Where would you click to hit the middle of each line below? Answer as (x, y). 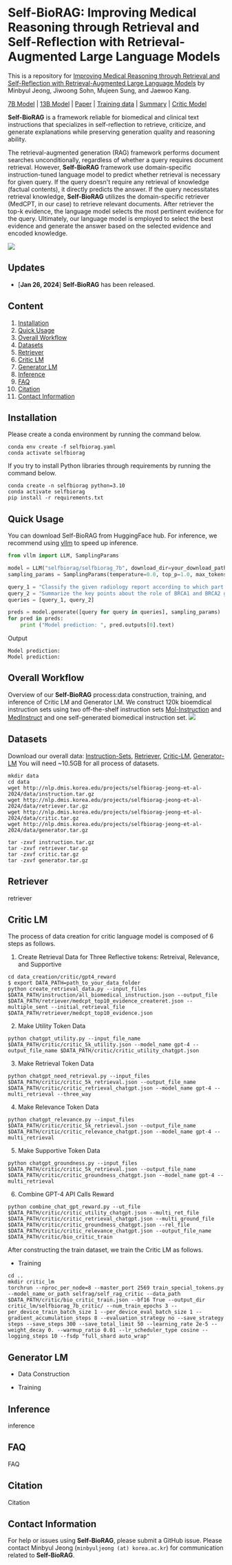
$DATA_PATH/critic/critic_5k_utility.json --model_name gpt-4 (99, 1045)
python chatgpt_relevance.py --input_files (71, 1120)
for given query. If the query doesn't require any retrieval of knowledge (108, 181)
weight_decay (27, 1330)
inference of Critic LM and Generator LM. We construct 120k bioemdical (110, 702)
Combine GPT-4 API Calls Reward (66, 1194)
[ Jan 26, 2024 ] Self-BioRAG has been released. (86, 284)
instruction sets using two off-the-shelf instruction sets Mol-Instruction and (115, 709)
